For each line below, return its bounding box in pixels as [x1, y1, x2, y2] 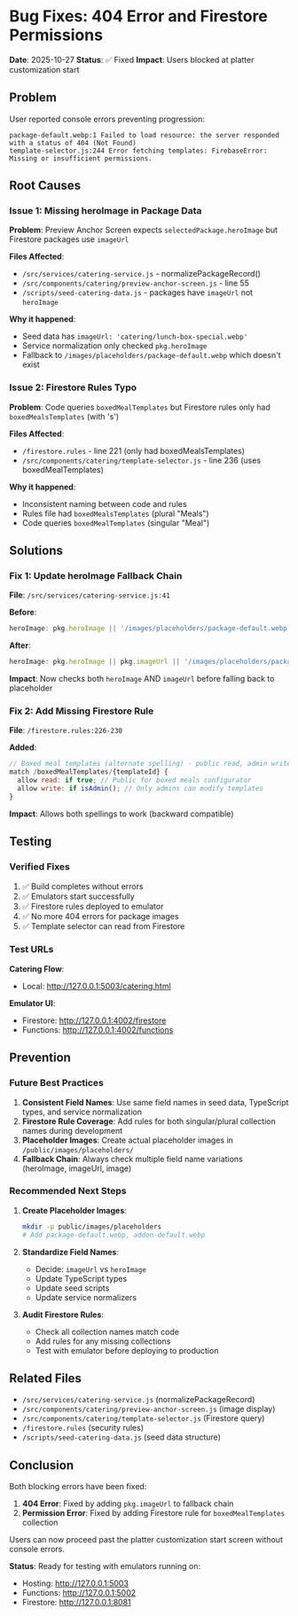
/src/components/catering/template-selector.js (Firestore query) [21, 1413, 265, 1424]
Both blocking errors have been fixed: [9, 1481, 147, 1492]
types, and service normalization [21, 1106, 142, 1117]
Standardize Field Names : [21, 1246, 120, 1257]
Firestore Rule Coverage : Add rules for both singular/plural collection [21, 1115, 277, 1127]
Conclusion [9, 1457, 74, 1472]
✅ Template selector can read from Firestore [21, 920, 185, 932]
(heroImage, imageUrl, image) [21, 1163, 132, 1174]
